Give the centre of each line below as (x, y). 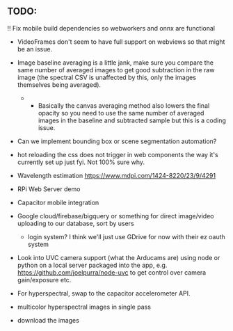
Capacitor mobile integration (58, 202)
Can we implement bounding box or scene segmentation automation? (117, 141)
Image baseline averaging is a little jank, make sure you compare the (115, 63)
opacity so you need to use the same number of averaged (121, 113)
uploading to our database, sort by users (75, 223)
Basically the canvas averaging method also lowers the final (124, 105)
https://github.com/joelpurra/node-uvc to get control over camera (112, 272)
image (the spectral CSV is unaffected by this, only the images (107, 77)
